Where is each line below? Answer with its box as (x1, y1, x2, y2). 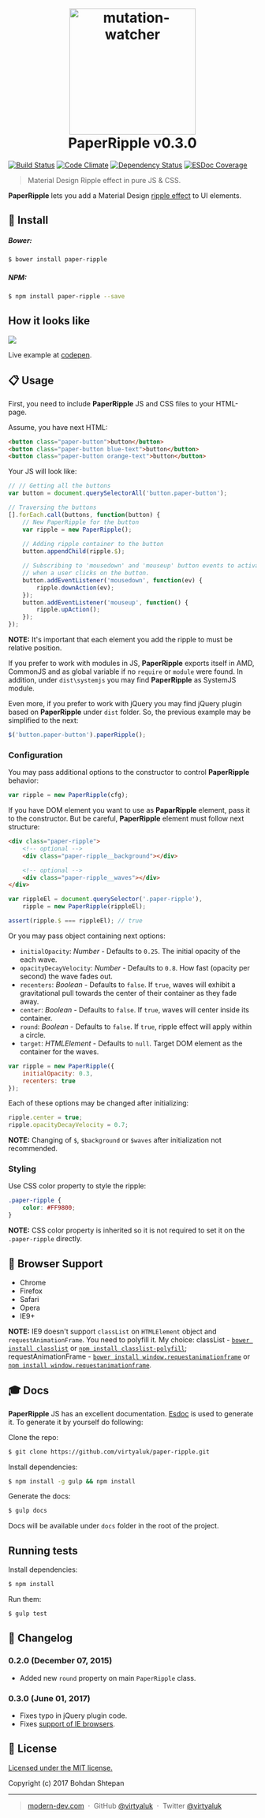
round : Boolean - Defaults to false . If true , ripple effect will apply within (19, 1022, 252, 1031)
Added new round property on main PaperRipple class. (19, 1673, 196, 1682)
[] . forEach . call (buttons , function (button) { (8, 511, 160, 518)
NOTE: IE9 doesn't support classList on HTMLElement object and (8, 1326, 217, 1336)
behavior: (8, 776, 39, 785)
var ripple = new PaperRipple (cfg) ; (8, 791, 129, 799)
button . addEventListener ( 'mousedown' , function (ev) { (22, 576, 203, 584)
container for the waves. (19, 1046, 99, 1057)
